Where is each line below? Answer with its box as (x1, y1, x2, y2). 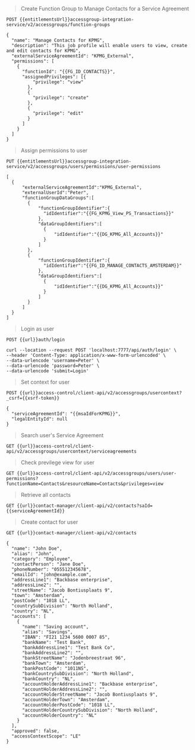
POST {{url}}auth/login (6, 337, 65, 343)
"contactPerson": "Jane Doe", (11, 561, 86, 567)
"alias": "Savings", (21, 629, 73, 635)
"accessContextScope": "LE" (11, 733, 81, 739)
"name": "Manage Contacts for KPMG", (11, 38, 105, 43)
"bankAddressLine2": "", (21, 650, 84, 656)
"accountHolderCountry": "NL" (21, 712, 97, 718)
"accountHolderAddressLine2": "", (21, 686, 108, 692)
